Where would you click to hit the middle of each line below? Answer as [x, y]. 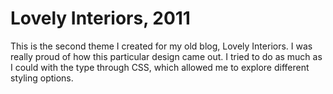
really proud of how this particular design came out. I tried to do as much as [166, 56]
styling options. [42, 78]
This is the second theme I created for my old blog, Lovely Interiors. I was [161, 46]
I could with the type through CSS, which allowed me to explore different [160, 67]
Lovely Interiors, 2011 [100, 18]
